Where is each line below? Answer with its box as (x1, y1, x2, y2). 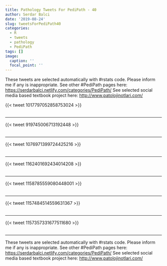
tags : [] (5, 49, 23, 54)
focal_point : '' (9, 63, 43, 68)
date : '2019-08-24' (5, 16, 46, 21)
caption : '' (9, 58, 35, 63)
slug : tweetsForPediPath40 (5, 21, 61, 26)
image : (5, 53, 19, 59)
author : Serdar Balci (5, 12, 50, 17)
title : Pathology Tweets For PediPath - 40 (5, 7, 97, 12)
